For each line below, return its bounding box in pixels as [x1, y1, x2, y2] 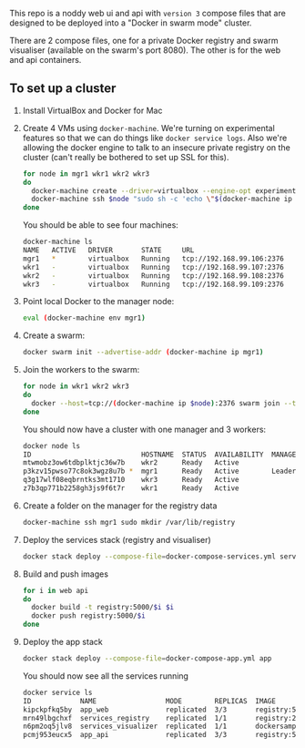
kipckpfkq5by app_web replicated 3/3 [22, 705, 228, 714]
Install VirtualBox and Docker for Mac [22, 105, 163, 116]
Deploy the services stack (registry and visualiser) [22, 534, 211, 545]
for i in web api [22, 586, 89, 595]
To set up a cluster [9, 81, 117, 97]
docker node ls [22, 441, 81, 450]
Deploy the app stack [22, 637, 103, 648]
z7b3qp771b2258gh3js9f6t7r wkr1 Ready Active [22, 484, 239, 493]
